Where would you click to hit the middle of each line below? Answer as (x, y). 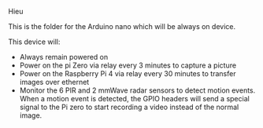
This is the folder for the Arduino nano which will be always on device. (122, 26)
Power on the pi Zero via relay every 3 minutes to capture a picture (128, 65)
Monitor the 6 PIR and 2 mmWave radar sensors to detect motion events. (137, 90)
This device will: (34, 42)
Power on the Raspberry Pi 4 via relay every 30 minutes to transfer (128, 73)
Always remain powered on (64, 57)
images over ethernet (54, 82)
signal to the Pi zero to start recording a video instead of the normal (129, 107)
